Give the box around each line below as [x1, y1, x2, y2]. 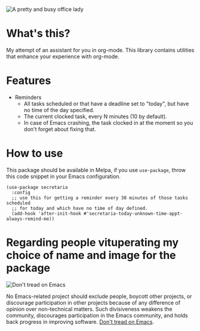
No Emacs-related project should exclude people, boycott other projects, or [6, 293, 192, 300]
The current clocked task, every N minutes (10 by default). [23, 113, 167, 120]
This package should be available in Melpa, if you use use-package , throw [6, 166, 186, 173]
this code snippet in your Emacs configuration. [6, 173, 121, 180]
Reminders [14, 94, 42, 101]
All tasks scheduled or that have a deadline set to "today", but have [23, 100, 189, 107]
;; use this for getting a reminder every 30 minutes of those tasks [11, 195, 188, 201]
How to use [6, 147, 63, 160]
